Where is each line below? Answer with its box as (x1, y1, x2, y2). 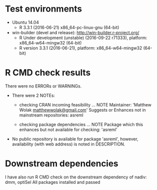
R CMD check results (5, 67, 91, 78)
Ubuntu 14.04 (12, 19, 39, 25)
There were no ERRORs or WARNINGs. (5, 83, 82, 89)
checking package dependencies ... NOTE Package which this (19, 121, 143, 127)
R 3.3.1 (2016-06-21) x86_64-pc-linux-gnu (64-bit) (19, 24, 119, 30)
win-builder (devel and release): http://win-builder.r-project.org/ (12, 29, 140, 35)
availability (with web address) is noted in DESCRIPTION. (12, 141, 126, 147)
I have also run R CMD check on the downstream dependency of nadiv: (5, 174, 147, 180)
